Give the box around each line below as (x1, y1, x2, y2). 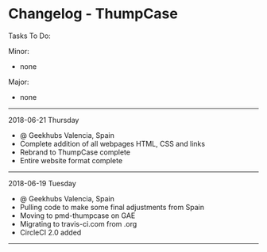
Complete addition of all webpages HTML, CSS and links (19, 139, 205, 148)
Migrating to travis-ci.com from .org (19, 219, 137, 228)
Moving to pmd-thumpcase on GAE (19, 211, 136, 220)
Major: (8, 77, 29, 86)
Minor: (8, 46, 30, 55)
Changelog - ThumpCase (8, 5, 179, 23)
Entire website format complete (19, 155, 123, 165)
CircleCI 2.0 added (19, 227, 82, 237)
